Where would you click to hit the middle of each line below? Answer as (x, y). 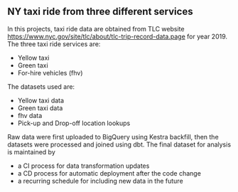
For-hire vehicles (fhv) (50, 73)
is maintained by (31, 151)
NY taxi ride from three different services (100, 12)
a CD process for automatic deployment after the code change (109, 173)
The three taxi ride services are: (54, 44)
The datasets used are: (41, 86)
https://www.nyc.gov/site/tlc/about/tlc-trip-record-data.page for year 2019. (118, 36)
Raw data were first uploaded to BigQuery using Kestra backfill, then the (113, 137)
